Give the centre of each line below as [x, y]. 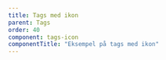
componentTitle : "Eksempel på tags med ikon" [83, 44]
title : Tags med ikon [43, 15]
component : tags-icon [43, 37]
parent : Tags [29, 23]
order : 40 [24, 30]
